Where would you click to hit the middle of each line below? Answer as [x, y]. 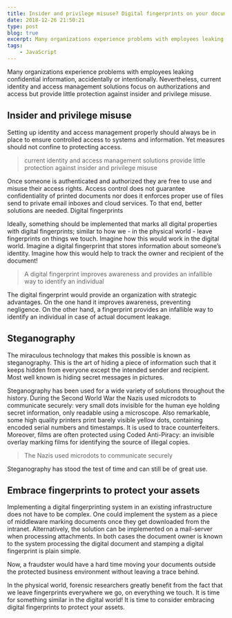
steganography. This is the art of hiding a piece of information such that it [112, 362]
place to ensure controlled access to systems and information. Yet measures [116, 140]
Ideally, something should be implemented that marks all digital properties [112, 224]
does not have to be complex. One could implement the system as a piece [113, 514]
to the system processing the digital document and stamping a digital [105, 544]
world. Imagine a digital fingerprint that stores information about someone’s [114, 245]
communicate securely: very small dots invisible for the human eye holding [113, 405]
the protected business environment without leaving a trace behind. [104, 572]
